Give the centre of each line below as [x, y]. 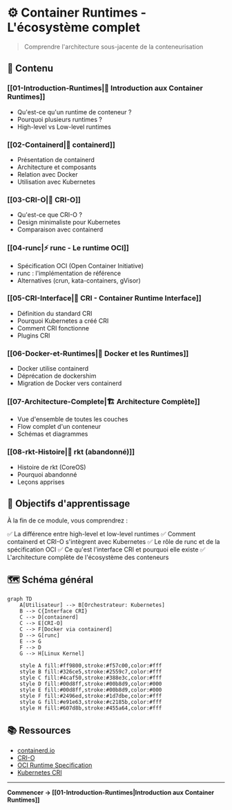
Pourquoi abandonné [47, 474]
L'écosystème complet [74, 27]
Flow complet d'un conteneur [59, 427]
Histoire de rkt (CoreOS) [51, 467]
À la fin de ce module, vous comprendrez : [67, 520]
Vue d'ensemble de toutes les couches [72, 419]
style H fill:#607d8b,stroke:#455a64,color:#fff [91, 708]
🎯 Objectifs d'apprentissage [69, 504]
